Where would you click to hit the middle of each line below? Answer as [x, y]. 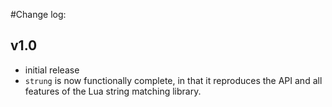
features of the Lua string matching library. [113, 91]
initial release [52, 70]
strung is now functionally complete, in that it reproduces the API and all [173, 80]
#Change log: [38, 14]
